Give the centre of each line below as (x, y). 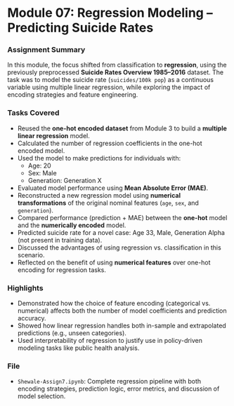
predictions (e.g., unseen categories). (72, 333)
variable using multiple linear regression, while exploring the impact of (109, 87)
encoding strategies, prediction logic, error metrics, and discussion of (118, 389)
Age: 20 (39, 165)
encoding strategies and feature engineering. (73, 95)
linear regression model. (53, 135)
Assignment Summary (46, 50)
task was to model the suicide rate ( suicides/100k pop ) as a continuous (111, 80)
